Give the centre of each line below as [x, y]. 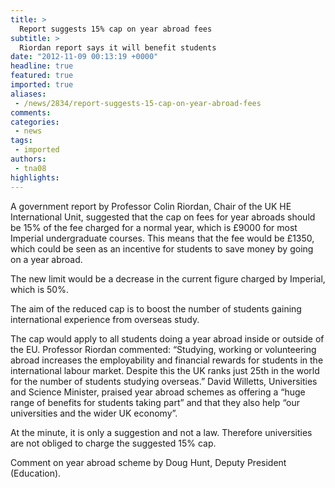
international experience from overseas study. [105, 319]
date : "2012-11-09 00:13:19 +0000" [84, 57]
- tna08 [30, 168]
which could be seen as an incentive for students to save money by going [162, 248]
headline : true [42, 66]
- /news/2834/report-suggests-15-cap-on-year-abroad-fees [138, 103]
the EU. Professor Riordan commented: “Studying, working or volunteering [163, 349]
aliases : [28, 94]
